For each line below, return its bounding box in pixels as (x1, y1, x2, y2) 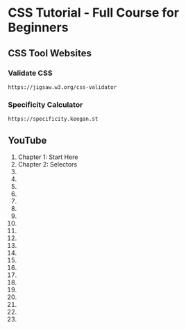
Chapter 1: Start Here (17, 153, 78, 161)
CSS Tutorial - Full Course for (8, 5, 180, 21)
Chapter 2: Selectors (17, 160, 78, 168)
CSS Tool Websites (8, 47, 92, 59)
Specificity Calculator (8, 99, 83, 109)
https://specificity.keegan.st (8, 116, 99, 123)
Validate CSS (8, 68, 53, 78)
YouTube (8, 134, 47, 146)
